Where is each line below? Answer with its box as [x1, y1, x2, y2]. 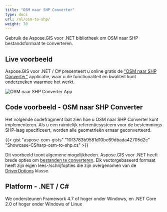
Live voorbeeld [5, 55, 53, 63]
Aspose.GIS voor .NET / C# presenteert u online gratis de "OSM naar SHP [5, 68, 157, 74]
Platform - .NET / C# [5, 182, 69, 191]
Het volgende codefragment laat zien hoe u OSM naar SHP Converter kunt [5, 116, 158, 122]
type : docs [5, 12, 28, 17]
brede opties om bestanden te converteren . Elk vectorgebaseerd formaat [5, 157, 156, 163]
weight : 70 [5, 21, 28, 27]
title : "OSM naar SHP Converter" [5, 7, 75, 13]
